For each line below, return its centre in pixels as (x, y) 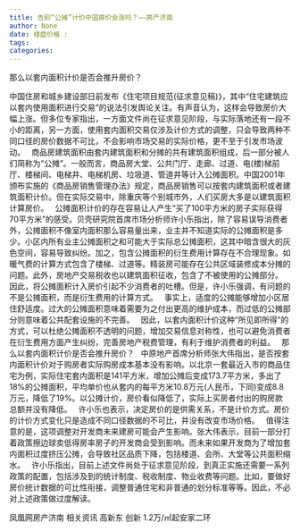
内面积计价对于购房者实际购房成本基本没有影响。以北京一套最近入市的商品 (146, 365)
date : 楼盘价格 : (39, 34)
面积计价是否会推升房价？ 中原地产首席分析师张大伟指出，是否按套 (165, 353)
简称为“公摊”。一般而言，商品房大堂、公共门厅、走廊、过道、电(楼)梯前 (148, 164)
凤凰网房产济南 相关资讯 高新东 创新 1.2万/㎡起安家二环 (110, 518)
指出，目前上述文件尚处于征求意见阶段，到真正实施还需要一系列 (172, 465)
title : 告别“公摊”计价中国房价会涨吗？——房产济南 (91, 17)
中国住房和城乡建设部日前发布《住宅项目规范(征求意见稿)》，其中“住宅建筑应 (149, 97)
